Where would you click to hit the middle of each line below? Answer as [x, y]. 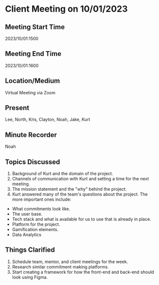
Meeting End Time [33, 54]
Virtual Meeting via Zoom [30, 92]
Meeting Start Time [35, 27]
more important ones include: [42, 199]
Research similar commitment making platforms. [60, 267]
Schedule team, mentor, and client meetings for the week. [70, 262]
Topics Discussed [33, 162]
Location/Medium [33, 81]
